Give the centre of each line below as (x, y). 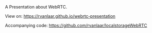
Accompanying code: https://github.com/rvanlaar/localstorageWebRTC (76, 25)
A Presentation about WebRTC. (36, 7)
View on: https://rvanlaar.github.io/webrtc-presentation (60, 16)
